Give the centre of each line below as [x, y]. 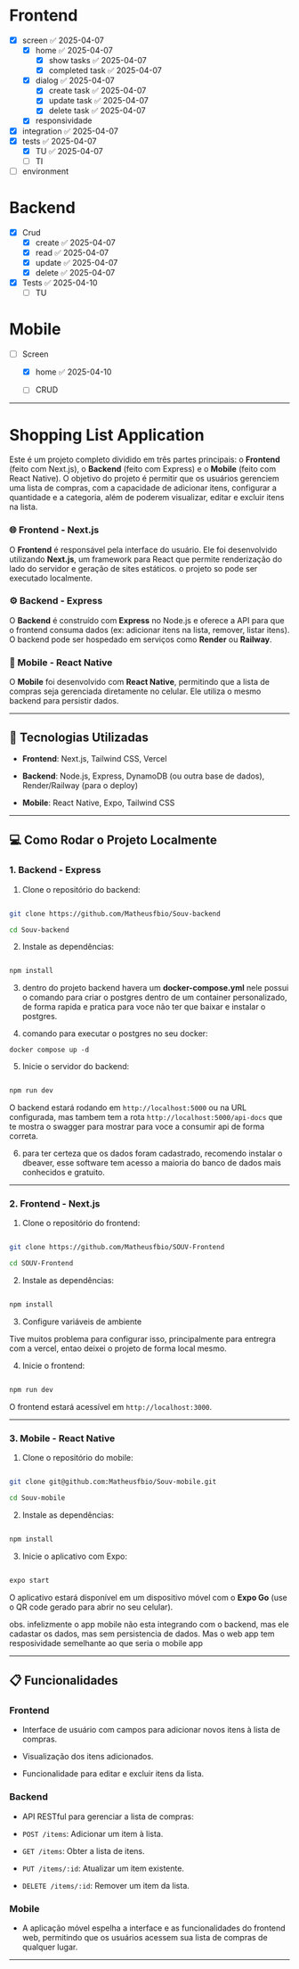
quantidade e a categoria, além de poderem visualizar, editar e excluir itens [147, 498]
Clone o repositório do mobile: [77, 1458]
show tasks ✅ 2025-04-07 [97, 61]
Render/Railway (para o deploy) [80, 785]
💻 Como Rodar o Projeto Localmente [113, 840]
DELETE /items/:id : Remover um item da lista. [105, 1885]
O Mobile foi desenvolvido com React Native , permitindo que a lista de [139, 682]
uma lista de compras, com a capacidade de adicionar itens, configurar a [143, 488]
